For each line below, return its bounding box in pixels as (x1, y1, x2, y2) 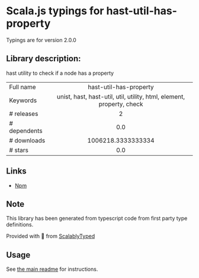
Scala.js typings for (6, 4, 104, 18)
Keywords (9, 96, 37, 105)
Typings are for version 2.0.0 (6, 36, 77, 43)
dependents (9, 127, 43, 135)
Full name (9, 83, 37, 91)
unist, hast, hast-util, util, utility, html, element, (56, 92, 185, 100)
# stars (9, 146, 28, 154)
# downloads (9, 136, 46, 144)
